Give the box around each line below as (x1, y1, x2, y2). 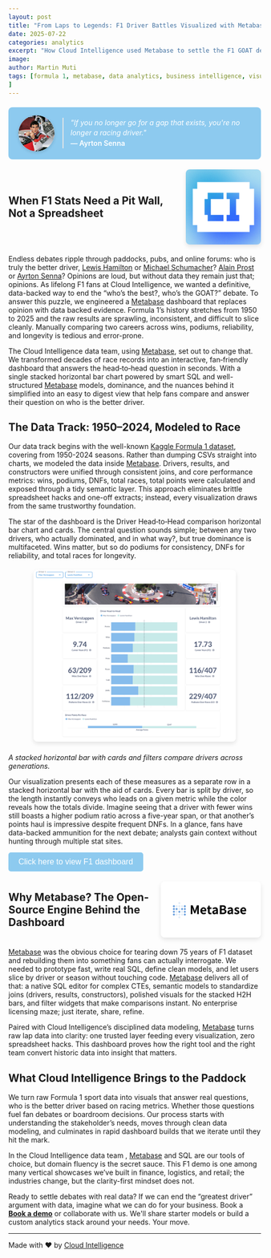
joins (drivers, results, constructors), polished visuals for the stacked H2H (8, 990, 252, 1000)
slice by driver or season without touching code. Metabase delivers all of (8, 973, 249, 982)
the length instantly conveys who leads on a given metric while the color (8, 794, 247, 803)
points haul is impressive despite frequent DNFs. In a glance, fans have (8, 819, 243, 829)
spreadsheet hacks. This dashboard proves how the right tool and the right (8, 1039, 256, 1050)
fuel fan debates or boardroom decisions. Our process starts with (8, 1110, 224, 1119)
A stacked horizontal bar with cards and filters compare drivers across (8, 752, 243, 762)
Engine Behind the (47, 903, 140, 916)
